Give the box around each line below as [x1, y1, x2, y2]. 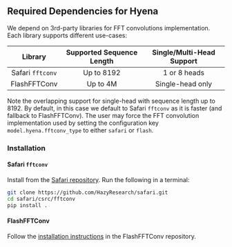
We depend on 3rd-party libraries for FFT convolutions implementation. [7, 23, 211, 32]
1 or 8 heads [163, 68, 205, 77]
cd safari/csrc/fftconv [7, 195, 76, 202]
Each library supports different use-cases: [7, 31, 128, 39]
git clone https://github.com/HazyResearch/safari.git [7, 189, 168, 196]
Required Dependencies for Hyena [7, 6, 159, 17]
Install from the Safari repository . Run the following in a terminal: [7, 175, 190, 184]
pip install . [7, 201, 48, 209]
